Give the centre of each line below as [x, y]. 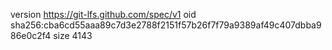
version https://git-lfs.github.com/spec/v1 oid [103, 14]
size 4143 [73, 35]
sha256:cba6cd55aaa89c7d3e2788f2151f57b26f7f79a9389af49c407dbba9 [166, 25]
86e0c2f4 [31, 35]
